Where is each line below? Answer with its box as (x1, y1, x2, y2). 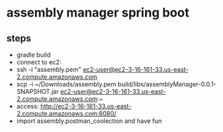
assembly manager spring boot (6, 5, 190, 21)
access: (16, 102, 39, 110)
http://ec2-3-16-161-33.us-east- (40, 102, 132, 110)
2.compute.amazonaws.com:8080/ (16, 109, 117, 117)
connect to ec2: (16, 58, 61, 66)
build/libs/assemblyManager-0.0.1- (117, 80, 217, 88)
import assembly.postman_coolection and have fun (16, 117, 162, 125)
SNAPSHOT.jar (16, 88, 59, 95)
